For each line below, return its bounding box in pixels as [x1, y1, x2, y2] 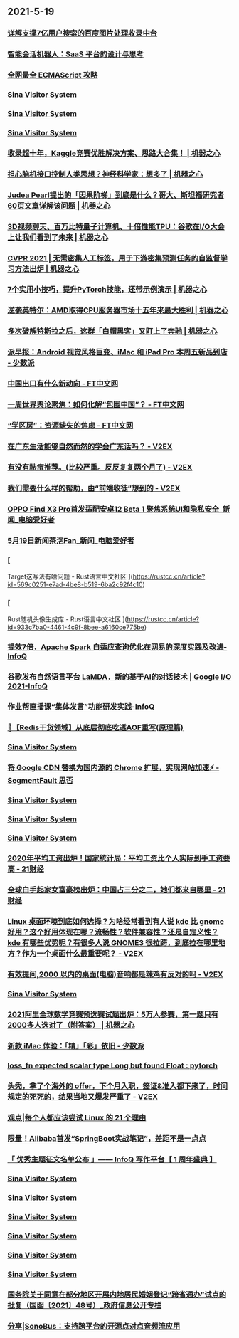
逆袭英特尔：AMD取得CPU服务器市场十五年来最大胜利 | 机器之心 [7, 305, 229, 315]
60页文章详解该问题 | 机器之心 [7, 201, 111, 211]
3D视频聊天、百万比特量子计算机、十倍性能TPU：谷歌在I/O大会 [7, 221, 225, 231]
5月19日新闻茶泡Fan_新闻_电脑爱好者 [7, 535, 135, 545]
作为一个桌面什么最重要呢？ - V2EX [21, 949, 144, 959]
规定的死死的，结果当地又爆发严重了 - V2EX [7, 1092, 159, 1102]
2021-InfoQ [7, 681, 48, 691]
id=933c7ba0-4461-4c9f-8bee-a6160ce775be [7, 623, 144, 632]
